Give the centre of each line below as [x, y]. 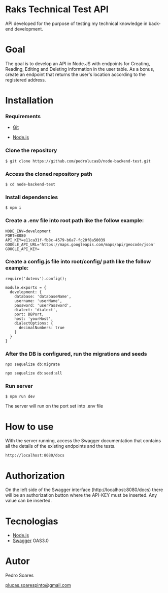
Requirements [23, 116]
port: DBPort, [29, 314]
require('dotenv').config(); [36, 279]
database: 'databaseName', [43, 296]
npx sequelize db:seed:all [34, 373]
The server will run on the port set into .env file [54, 406]
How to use [29, 427]
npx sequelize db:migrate [32, 365]
